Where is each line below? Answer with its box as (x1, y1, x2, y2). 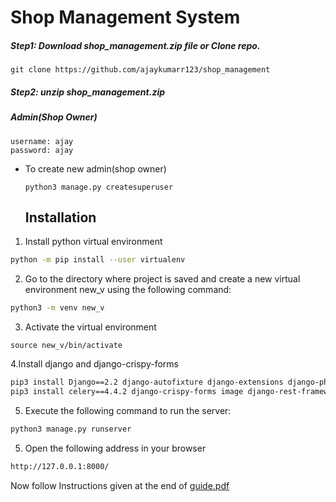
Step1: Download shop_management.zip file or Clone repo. (10, 39, 261, 51)
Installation (24, 209, 97, 226)
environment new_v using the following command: (24, 284, 232, 296)
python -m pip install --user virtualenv (10, 255, 186, 265)
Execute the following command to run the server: (24, 404, 232, 416)
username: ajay (10, 136, 74, 146)
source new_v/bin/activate (10, 341, 123, 351)
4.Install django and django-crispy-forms (10, 358, 179, 370)
